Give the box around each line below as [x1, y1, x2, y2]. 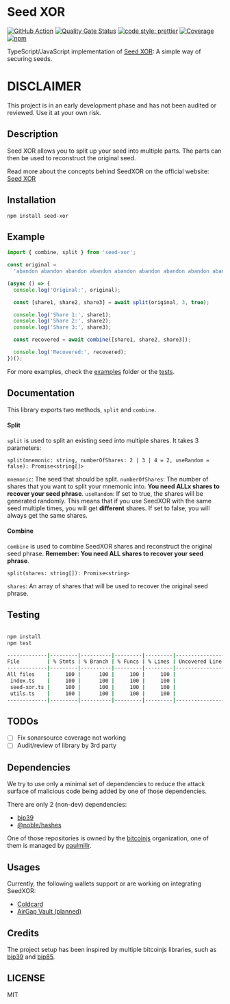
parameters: [7, 443, 42, 452]
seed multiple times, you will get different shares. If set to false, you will [7, 504, 210, 512]
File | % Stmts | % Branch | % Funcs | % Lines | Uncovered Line [7, 658, 222, 665]
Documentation [7, 388, 75, 399]
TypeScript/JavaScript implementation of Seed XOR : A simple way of [7, 47, 201, 55]
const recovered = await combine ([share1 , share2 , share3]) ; [13, 336, 192, 343]
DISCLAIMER [7, 79, 82, 95]
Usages [7, 861, 40, 873]
